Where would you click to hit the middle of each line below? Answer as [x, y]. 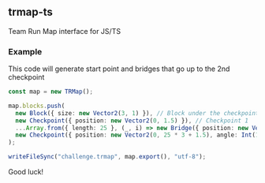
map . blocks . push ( [37, 106]
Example [25, 51]
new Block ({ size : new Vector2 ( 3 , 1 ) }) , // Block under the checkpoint [137, 113]
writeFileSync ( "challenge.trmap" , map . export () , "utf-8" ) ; [107, 157]
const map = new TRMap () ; [50, 92]
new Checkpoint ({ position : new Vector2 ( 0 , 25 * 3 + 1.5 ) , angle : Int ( [136, 135]
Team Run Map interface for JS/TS [64, 31]
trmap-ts [31, 12]
